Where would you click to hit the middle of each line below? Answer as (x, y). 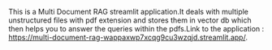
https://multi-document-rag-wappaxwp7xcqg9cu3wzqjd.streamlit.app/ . (128, 37)
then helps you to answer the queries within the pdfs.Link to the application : (136, 29)
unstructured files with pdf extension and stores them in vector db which (130, 20)
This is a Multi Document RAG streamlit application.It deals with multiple (129, 12)
